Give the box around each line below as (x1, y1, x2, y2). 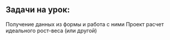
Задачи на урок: (5, 5, 70, 15)
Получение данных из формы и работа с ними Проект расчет (5, 20, 164, 27)
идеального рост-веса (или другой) (5, 27, 97, 34)
